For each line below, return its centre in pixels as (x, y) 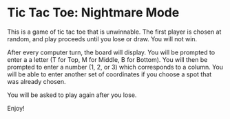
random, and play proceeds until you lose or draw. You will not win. (102, 39)
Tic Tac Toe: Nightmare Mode (93, 13)
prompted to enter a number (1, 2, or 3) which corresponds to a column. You (115, 67)
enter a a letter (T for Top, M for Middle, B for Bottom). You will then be (107, 59)
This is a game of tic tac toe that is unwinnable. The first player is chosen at (114, 32)
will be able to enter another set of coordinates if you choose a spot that (109, 74)
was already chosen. (37, 81)
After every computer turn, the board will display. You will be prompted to (111, 52)
